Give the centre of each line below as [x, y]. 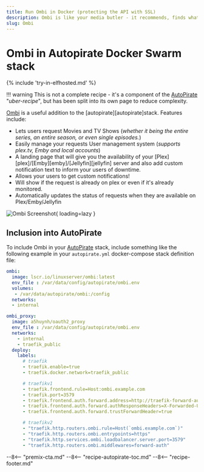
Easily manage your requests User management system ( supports [98, 144]
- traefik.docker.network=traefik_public [76, 373]
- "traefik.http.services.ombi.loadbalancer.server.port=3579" [104, 440]
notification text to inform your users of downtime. [78, 170]
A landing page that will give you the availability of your [84, 157]
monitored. [29, 189]
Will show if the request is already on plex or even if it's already [94, 183]
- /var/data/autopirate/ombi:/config [62, 294]
